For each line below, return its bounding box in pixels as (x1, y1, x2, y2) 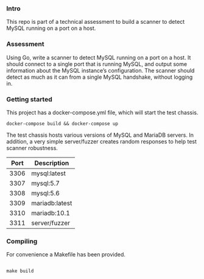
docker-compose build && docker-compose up (6, 120, 119, 126)
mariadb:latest (31, 198, 72, 207)
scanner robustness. (6, 144, 58, 151)
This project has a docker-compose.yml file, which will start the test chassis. (6, 109, 199, 116)
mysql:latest (31, 169, 66, 178)
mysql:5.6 (31, 189, 60, 197)
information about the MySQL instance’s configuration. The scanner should (6, 67, 195, 74)
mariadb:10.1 (31, 209, 70, 217)
